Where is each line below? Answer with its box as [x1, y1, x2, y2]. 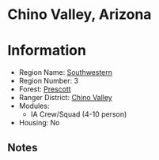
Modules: [18, 101, 50, 111]
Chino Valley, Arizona [7, 6, 152, 24]
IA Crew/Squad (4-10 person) [30, 110, 127, 119]
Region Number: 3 [18, 76, 79, 86]
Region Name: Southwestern [18, 68, 112, 77]
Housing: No [18, 118, 60, 128]
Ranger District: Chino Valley [18, 93, 112, 102]
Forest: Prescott [18, 84, 72, 94]
